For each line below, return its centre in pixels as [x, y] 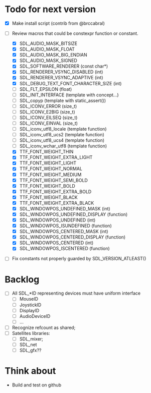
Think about [30, 371]
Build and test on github [36, 385]
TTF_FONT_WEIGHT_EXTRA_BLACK [57, 203]
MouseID [29, 299]
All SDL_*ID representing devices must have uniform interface [76, 293]
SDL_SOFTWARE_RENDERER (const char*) [64, 66]
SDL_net [28, 345]
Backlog [22, 279]
